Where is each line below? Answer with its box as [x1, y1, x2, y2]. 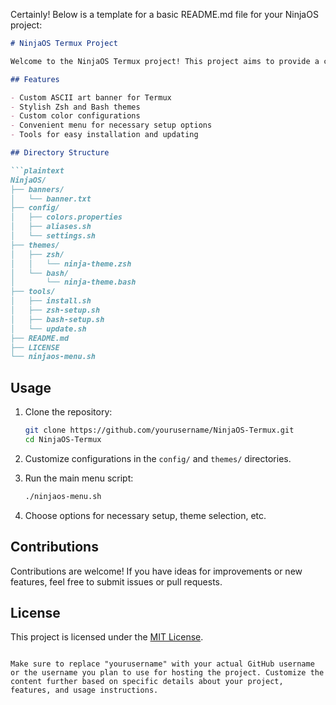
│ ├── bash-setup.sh [10, 314, 105, 324]
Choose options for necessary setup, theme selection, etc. [24, 509, 267, 521]
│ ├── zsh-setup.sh [10, 305, 101, 315]
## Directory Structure [10, 148, 110, 158]
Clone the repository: [24, 406, 113, 418]
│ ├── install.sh [10, 296, 92, 306]
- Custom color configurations [10, 111, 141, 121]
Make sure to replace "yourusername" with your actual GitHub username [10, 659, 315, 669]
